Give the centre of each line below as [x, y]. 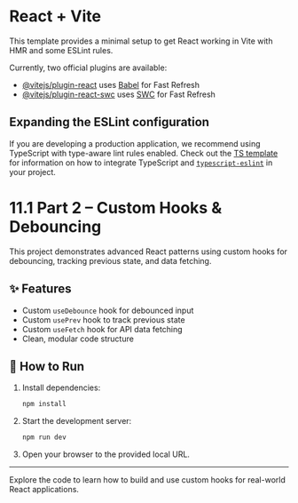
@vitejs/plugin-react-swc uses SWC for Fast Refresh [118, 94]
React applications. [44, 490]
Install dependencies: [61, 387]
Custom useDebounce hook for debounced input [108, 310]
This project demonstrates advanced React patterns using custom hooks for [149, 251]
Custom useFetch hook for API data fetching [102, 329]
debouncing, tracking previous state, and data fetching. [110, 260]
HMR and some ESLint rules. [61, 50]
